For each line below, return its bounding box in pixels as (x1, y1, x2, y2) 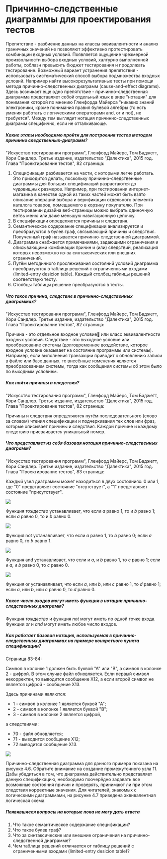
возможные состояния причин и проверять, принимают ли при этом (5, 782, 152, 788)
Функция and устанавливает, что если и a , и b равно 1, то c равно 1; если (5, 557, 161, 563)
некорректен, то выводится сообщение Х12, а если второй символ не (5, 676, 154, 682)
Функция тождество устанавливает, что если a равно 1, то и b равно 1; (5, 508, 156, 514)
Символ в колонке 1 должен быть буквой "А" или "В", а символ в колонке (5, 665, 162, 671)
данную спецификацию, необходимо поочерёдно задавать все (5, 776, 141, 782)
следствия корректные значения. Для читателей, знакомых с (5, 787, 137, 793)
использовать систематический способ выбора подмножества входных (5, 72, 161, 78)
